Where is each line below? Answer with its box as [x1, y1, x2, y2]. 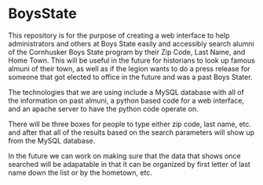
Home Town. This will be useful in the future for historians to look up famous [8, 56, 255, 65]
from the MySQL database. [8, 136, 96, 145]
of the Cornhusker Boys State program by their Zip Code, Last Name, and [8, 47, 246, 56]
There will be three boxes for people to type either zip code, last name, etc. [8, 119, 252, 129]
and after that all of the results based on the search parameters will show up [8, 127, 255, 137]
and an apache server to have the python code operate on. [8, 103, 199, 114]
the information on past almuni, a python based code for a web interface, [8, 96, 245, 105]
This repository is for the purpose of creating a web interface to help [8, 31, 230, 40]
